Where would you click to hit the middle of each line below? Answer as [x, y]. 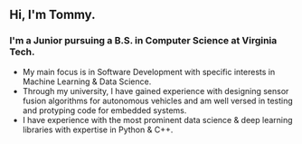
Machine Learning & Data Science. [87, 82]
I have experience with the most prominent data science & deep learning [157, 120]
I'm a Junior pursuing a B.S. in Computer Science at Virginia [143, 41]
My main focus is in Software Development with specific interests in [149, 72]
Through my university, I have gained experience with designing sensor [156, 91]
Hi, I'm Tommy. [52, 15]
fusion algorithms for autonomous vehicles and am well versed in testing [158, 101]
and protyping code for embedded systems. [104, 110]
